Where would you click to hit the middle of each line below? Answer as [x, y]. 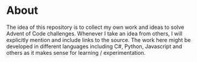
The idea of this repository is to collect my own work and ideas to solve [95, 27]
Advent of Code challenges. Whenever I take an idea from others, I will [95, 33]
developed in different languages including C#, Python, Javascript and [94, 46]
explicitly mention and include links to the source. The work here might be [98, 40]
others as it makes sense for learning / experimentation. [76, 52]
